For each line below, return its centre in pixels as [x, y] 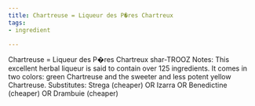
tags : [17, 23]
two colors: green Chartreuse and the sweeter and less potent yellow [120, 77]
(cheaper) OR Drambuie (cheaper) [64, 93]
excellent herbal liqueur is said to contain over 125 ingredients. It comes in [128, 68]
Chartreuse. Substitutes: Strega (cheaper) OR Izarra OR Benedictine [118, 85]
